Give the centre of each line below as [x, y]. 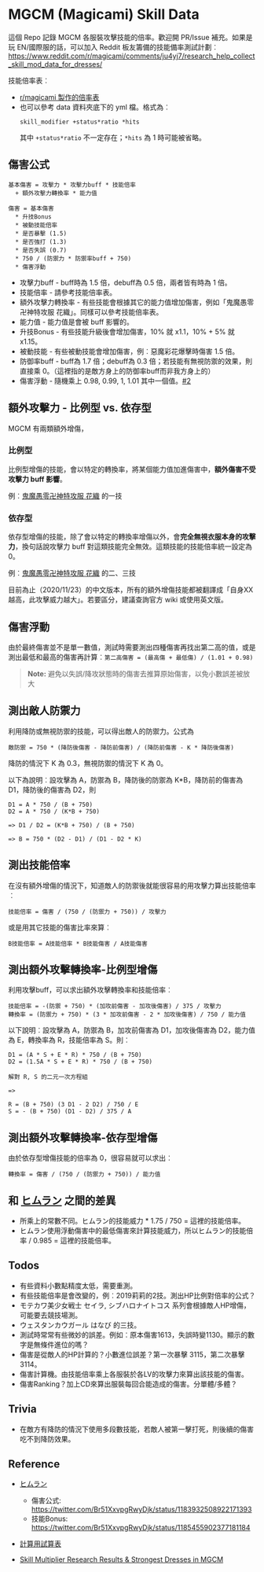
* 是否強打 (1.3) [41, 241]
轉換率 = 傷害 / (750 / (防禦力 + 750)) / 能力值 [84, 1174]
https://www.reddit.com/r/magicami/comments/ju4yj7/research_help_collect [132, 56]
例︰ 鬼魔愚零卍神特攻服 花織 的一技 [65, 495]
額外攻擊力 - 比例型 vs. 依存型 [80, 408]
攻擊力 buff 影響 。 [37, 479]
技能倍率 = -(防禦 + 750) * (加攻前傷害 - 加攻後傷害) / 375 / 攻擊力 [115, 1007]
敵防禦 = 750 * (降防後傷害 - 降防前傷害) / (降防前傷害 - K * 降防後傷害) [121, 747]
